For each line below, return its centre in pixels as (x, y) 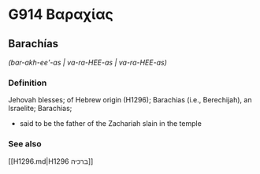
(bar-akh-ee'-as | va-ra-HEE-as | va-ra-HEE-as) (87, 62)
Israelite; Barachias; (40, 109)
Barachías (33, 44)
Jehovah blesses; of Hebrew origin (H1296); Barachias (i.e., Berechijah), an (130, 100)
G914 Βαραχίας (61, 15)
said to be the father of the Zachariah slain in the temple (111, 124)
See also (25, 144)
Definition (28, 83)
